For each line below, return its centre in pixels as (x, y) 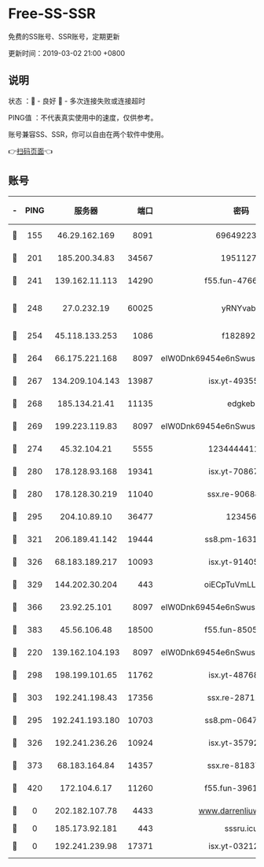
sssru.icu (241, 828)
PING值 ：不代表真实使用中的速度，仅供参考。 (83, 117)
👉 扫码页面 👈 (31, 151)
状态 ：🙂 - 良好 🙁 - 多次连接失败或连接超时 (77, 101)
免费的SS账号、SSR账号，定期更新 (64, 36)
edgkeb (241, 404)
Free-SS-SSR (52, 14)
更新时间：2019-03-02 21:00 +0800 (67, 53)
